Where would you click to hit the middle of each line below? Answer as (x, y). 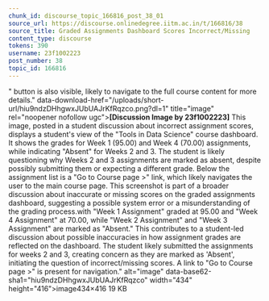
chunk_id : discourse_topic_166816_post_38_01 (86, 16)
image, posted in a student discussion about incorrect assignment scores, (131, 125)
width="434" (171, 280)
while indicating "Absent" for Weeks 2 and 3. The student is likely (117, 151)
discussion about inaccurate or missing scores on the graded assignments (132, 194)
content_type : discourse (50, 38)
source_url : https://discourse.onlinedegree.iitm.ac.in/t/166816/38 (126, 23)
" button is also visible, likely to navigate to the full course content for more (132, 91)
